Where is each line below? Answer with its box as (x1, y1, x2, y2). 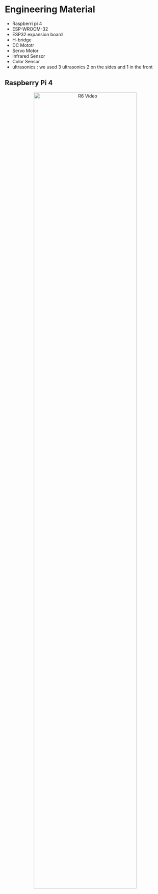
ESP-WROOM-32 (12, 26, 48, 32)
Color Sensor (12, 58, 40, 64)
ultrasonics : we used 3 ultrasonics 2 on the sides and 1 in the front (12, 64, 153, 70)
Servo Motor (12, 47, 39, 54)
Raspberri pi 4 (12, 20, 42, 27)
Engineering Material (5, 4, 95, 15)
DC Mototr (12, 42, 34, 48)
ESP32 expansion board (12, 31, 63, 37)
